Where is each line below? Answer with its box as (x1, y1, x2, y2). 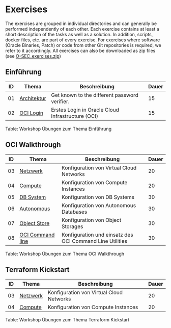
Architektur (19, 94, 46, 102)
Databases (61, 208, 88, 215)
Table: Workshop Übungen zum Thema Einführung (5, 125, 112, 132)
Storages (61, 223, 83, 230)
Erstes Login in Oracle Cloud (50, 106, 120, 113)
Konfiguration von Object (61, 216, 122, 223)
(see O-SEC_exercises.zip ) (5, 53, 61, 59)
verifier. (50, 98, 70, 105)
